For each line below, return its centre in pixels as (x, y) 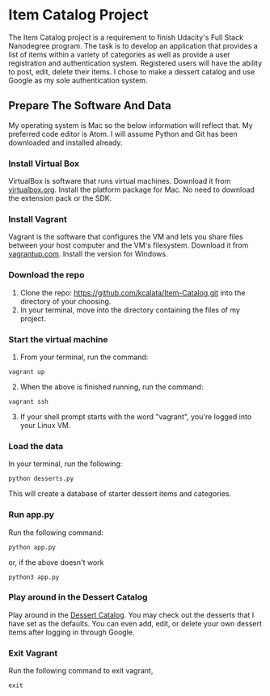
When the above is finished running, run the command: (112, 387)
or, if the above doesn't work (56, 562)
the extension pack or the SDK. (60, 198)
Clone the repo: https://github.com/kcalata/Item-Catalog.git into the (133, 292)
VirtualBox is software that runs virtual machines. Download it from (120, 181)
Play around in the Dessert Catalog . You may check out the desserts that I (131, 615)
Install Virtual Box (44, 163)
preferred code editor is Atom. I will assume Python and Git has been (123, 134)
